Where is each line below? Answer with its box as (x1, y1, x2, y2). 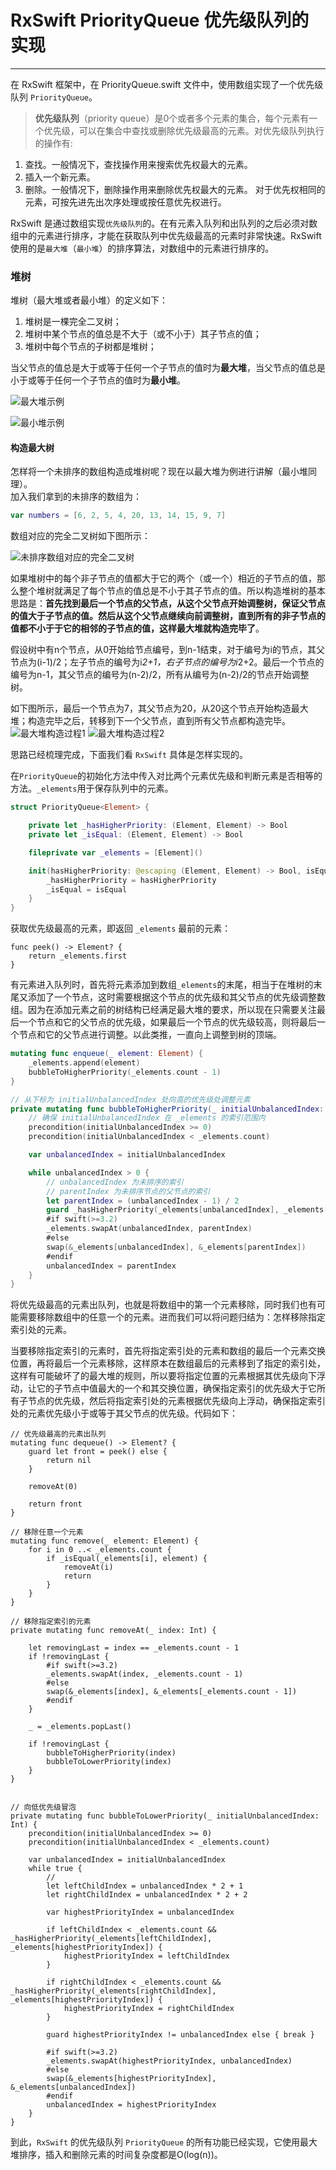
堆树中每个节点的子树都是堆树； (24, 341, 157, 353)
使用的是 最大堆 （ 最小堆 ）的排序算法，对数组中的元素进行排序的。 (10, 242, 275, 254)
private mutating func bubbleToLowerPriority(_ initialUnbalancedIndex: (10, 1811, 320, 1821)
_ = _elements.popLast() (28, 1722, 132, 1732)
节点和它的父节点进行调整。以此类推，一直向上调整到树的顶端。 (18, 1029, 282, 1041)
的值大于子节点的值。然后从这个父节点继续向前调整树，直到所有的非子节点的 (10, 610, 326, 622)
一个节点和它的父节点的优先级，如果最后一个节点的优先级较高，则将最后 (18, 1016, 317, 1028)
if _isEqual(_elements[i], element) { (46, 1554, 208, 1564)
